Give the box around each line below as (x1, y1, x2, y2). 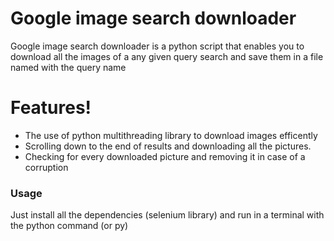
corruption (24, 161, 69, 173)
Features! (10, 97, 92, 119)
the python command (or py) (10, 220, 129, 232)
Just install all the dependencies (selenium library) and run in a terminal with (10, 209, 325, 221)
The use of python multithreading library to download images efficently (24, 129, 318, 141)
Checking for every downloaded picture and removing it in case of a (24, 150, 306, 162)
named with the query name (10, 61, 127, 73)
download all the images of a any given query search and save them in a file (10, 50, 324, 62)
